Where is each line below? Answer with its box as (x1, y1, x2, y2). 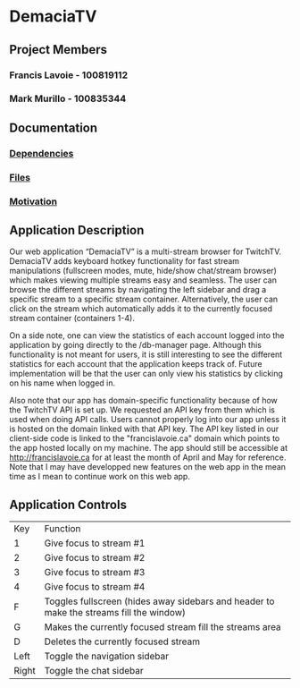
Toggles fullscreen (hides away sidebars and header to (44, 595, 275, 607)
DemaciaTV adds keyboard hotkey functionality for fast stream (9, 256, 239, 267)
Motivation (9, 195, 58, 208)
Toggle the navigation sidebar (44, 650, 170, 663)
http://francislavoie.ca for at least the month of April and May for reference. (9, 452, 287, 463)
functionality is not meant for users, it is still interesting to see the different (9, 349, 283, 360)
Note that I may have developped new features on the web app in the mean (9, 462, 287, 472)
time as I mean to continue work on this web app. (9, 471, 190, 482)
